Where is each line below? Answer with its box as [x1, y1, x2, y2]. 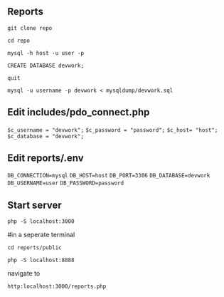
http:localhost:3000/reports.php [7, 283, 107, 291]
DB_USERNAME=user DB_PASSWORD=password [7, 179, 124, 187]
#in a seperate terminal [7, 231, 75, 239]
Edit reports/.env [7, 152, 84, 165]
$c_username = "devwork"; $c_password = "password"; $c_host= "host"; [7, 126, 218, 134]
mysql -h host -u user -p [7, 49, 84, 56]
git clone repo [7, 24, 53, 31]
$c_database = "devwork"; [7, 132, 84, 140]
